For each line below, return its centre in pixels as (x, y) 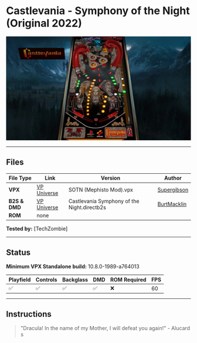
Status (18, 252)
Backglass (75, 280)
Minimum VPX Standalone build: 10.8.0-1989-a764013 (73, 267)
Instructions (29, 314)
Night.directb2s (87, 207)
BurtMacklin (172, 204)
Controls (46, 280)
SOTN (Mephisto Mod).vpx (101, 190)
